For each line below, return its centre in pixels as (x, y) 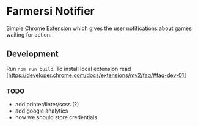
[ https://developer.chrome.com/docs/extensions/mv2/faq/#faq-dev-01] (96, 75)
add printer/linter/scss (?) (47, 105)
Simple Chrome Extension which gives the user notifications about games (99, 28)
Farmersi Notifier (50, 11)
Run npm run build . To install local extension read (69, 69)
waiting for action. (29, 34)
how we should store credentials (56, 117)
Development (33, 54)
